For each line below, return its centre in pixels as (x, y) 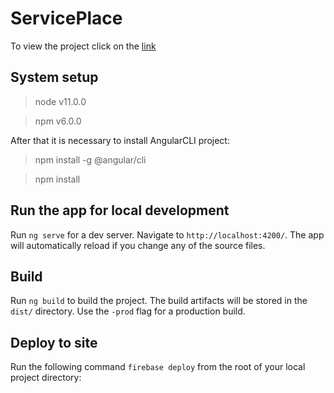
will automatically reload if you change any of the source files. (138, 245)
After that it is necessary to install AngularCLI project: (120, 140)
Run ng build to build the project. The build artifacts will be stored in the (159, 301)
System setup (54, 77)
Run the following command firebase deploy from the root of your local (158, 367)
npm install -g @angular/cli (90, 159)
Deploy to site (54, 342)
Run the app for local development (120, 210)
